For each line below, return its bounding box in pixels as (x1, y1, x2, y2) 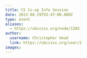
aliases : (5, 21, 24, 27)
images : (5, 45, 22, 50)
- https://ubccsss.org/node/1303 (10, 26, 80, 31)
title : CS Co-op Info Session (5, 7, 69, 13)
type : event (5, 17, 30, 22)
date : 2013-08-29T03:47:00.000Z (5, 12, 73, 17)
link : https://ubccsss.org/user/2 (10, 40, 82, 45)
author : (5, 31, 22, 36)
